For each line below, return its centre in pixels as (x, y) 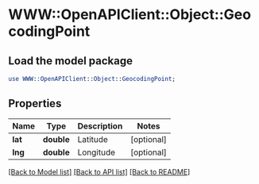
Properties (35, 103)
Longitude (97, 152)
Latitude (93, 139)
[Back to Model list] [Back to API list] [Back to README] (99, 171)
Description (100, 126)
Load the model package (71, 61)
